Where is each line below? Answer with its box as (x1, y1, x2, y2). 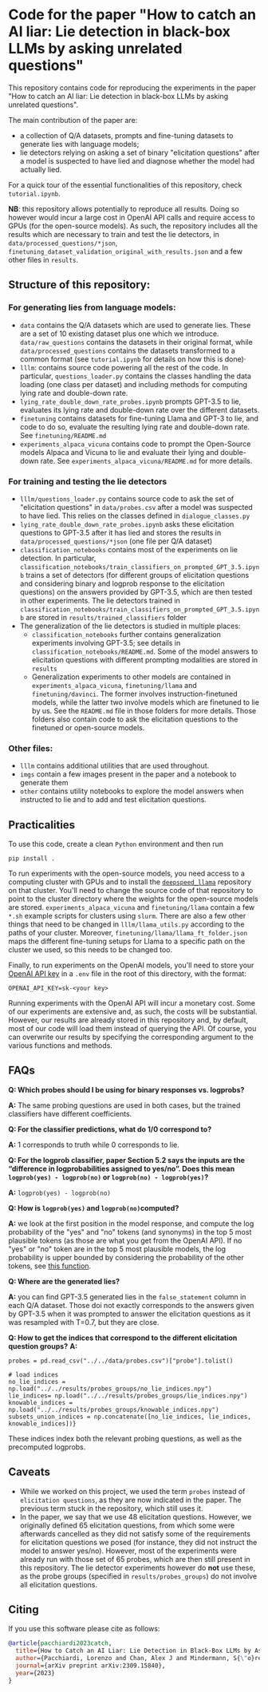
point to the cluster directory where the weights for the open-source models (8, 894, 258, 903)
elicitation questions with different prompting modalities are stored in (31, 654, 258, 664)
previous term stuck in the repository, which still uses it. (19, 1503, 203, 1513)
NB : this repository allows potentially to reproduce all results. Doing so (8, 204, 239, 213)
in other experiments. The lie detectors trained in (19, 595, 181, 605)
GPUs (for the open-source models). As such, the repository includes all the (8, 221, 258, 231)
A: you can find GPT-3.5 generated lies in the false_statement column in (8, 1291, 246, 1302)
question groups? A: (8, 1341, 78, 1350)
